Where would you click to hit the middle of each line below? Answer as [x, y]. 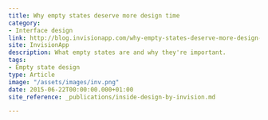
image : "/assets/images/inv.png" [64, 82]
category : [25, 23]
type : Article [32, 75]
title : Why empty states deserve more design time [94, 15]
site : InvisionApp [39, 45]
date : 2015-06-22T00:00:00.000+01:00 [71, 89]
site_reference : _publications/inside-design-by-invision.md [112, 97]
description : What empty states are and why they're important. [117, 52]
